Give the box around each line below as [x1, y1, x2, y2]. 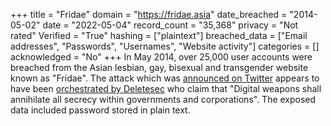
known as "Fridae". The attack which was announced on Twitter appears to [10, 72, 320, 84]
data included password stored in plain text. [10, 104, 191, 116]
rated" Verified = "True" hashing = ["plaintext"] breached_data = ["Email [10, 30, 308, 41]
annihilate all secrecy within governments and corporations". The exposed [10, 94, 317, 105]
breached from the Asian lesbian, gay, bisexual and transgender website [10, 62, 309, 73]
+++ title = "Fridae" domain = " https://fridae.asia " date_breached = [10, 9, 288, 20]
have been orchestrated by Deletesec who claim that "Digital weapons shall [10, 83, 322, 94]
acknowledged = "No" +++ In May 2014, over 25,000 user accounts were [10, 51, 313, 63]
